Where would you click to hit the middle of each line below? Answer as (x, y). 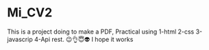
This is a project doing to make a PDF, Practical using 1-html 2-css (101, 32)
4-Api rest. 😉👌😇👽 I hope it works (84, 39)
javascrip (20, 39)
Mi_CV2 (30, 13)
